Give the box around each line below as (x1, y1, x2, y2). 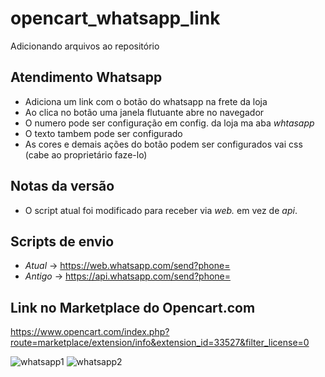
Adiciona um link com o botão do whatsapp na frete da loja (24, 95, 268, 107)
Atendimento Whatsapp (10, 69, 163, 86)
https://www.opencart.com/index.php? (10, 326, 170, 338)
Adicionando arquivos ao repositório (10, 40, 160, 52)
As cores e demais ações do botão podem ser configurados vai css (24, 138, 303, 150)
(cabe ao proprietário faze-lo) (24, 148, 148, 161)
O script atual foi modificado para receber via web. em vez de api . (24, 204, 298, 216)
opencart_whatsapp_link (10, 7, 221, 30)
